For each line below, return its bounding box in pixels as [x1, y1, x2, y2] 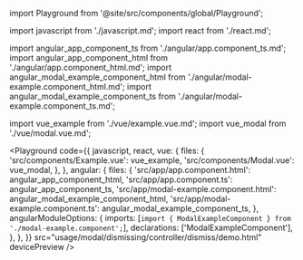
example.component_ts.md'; [9, 101, 116, 111]
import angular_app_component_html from [9, 53, 169, 63]
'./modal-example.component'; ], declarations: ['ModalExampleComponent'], [9, 222, 293, 233]
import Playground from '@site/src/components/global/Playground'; [9, 8, 264, 18]
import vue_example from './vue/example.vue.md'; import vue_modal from [9, 118, 287, 129]
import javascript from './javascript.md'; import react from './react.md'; [9, 25, 272, 35]
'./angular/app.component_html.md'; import [9, 63, 172, 72]
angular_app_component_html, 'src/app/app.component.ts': [9, 174, 233, 185]
